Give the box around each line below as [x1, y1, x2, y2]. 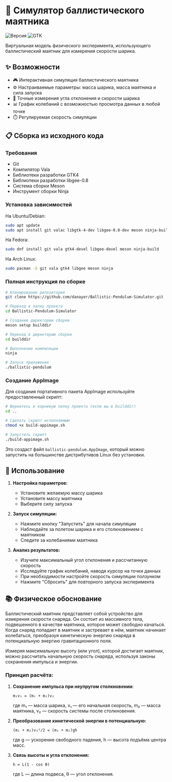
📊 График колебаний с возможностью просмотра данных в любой [12, 101, 160, 107]
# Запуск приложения [5, 360, 50, 365]
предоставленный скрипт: [5, 394, 63, 400]
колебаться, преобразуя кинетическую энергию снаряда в [5, 633, 136, 639]
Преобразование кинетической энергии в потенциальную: [12, 717, 147, 723]
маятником [20, 531, 45, 538]
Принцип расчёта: [5, 672, 54, 679]
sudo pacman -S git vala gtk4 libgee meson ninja [5, 266, 114, 271]
